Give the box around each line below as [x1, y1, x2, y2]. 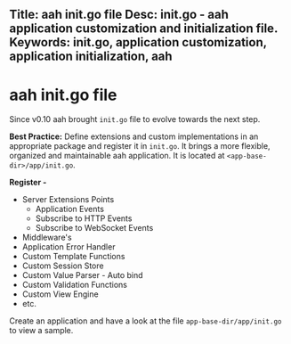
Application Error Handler [21, 242, 116, 252]
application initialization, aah [9, 49, 173, 64]
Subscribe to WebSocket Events [35, 223, 154, 233]
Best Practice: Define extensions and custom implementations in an [9, 131, 259, 142]
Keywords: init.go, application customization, [9, 35, 267, 50]
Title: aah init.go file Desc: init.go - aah [9, 7, 230, 22]
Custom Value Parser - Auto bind [21, 270, 144, 281]
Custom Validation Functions [21, 280, 127, 291]
